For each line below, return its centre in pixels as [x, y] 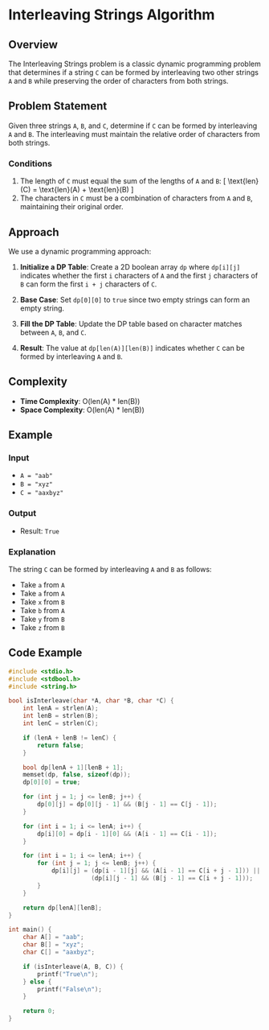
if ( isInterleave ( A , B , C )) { [73, 966]
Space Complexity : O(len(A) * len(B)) [82, 410]
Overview [33, 45]
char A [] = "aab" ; [53, 937]
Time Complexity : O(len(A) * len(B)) [80, 401]
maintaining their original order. [71, 207]
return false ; [61, 745]
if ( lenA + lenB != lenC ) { [69, 738]
